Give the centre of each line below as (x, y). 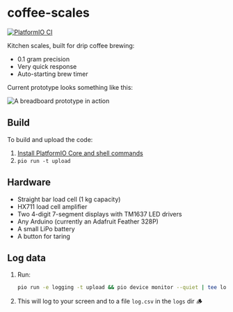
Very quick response (47, 66)
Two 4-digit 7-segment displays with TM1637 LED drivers (99, 214)
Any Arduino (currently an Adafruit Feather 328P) (88, 221)
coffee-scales (49, 13)
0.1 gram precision (43, 59)
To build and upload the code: (50, 139)
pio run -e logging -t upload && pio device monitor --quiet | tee (117, 288)
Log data (27, 258)
